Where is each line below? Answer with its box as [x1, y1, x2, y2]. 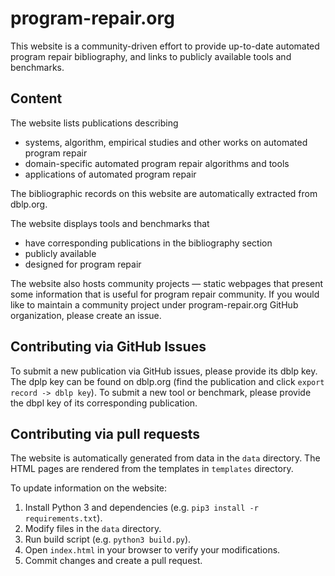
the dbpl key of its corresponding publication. [10, 397, 198, 409]
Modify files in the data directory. [24, 523, 162, 535]
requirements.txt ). [24, 512, 103, 524]
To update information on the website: [10, 482, 168, 494]
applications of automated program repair [24, 168, 197, 180]
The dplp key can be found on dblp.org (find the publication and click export [10, 375, 325, 387]
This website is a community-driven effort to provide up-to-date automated [10, 40, 320, 52]
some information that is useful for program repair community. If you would [10, 288, 320, 300]
